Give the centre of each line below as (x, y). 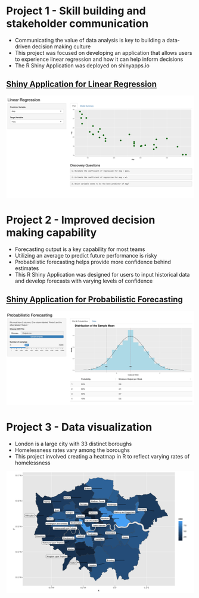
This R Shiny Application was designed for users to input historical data (102, 274)
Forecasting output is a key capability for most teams (80, 249)
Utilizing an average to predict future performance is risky (86, 255)
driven (23, 47)
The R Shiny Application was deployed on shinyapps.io (82, 65)
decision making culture (61, 47)
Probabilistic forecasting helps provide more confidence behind (93, 262)
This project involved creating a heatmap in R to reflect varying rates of (102, 457)
